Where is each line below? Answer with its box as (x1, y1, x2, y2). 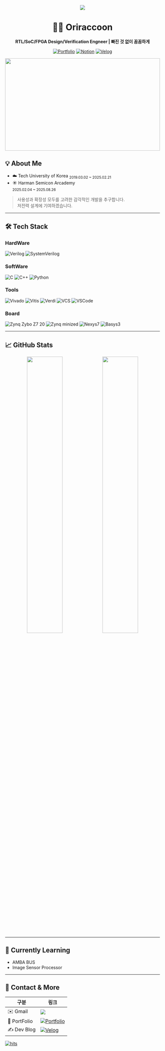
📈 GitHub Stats (5, 341, 53, 349)
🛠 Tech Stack (5, 222, 48, 230)
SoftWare (5, 263, 28, 270)
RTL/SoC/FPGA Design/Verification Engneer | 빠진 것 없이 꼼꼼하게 (15, 38, 150, 44)
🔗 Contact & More (5, 984, 60, 992)
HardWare (5, 239, 30, 246)
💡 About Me (5, 160, 42, 168)
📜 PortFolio (7, 1018, 33, 1024)
